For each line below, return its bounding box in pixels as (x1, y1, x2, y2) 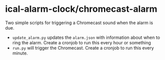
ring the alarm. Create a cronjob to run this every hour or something (12, 39, 152, 45)
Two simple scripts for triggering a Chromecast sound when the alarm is (5, 20, 153, 26)
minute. (12, 50, 28, 56)
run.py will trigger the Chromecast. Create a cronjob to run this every (12, 45, 154, 51)
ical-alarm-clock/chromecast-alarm (5, 3, 158, 15)
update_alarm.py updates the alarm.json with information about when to (12, 34, 161, 40)
